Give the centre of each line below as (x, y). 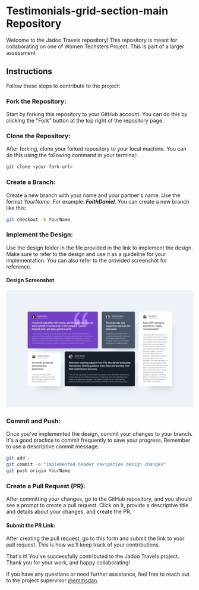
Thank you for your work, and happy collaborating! (68, 563)
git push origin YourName (38, 471)
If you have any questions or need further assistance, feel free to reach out (98, 574)
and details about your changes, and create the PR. (69, 512)
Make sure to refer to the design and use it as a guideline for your (86, 254)
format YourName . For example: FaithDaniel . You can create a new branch (98, 201)
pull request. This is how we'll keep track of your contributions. (83, 545)
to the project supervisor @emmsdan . (53, 580)
